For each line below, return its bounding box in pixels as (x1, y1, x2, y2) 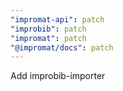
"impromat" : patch (10, 33, 87, 43)
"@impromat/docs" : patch (10, 42, 114, 53)
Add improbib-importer (10, 70, 106, 82)
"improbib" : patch (10, 24, 87, 34)
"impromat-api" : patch (10, 14, 105, 25)
